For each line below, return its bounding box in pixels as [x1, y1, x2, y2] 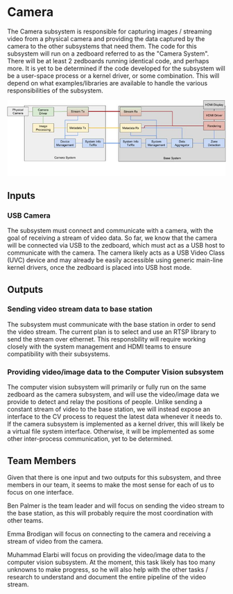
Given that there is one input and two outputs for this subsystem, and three [7, 473, 222, 481]
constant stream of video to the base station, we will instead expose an [7, 405, 210, 414]
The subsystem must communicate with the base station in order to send [7, 320, 216, 328]
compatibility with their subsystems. [7, 349, 111, 358]
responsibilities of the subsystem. [7, 86, 104, 95]
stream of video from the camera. [7, 537, 103, 545]
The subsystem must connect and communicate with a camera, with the [7, 227, 214, 235]
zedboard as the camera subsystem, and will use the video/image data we [7, 390, 220, 399]
